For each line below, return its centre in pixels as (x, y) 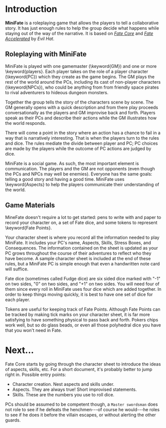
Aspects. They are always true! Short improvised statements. (75, 389)
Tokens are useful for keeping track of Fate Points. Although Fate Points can (83, 309)
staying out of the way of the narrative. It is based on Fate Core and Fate (79, 33)
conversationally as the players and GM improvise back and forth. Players (80, 112)
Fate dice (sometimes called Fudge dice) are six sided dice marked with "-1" (83, 278)
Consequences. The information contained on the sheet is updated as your (82, 248)
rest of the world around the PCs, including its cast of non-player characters (83, 82)
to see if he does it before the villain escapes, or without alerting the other (81, 415)
